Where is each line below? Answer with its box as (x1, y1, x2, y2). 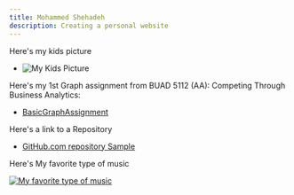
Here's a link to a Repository (9, 123, 113, 134)
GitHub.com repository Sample (21, 141, 136, 152)
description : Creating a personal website (9, 21, 169, 30)
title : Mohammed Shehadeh (9, 12, 105, 22)
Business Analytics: (9, 90, 82, 100)
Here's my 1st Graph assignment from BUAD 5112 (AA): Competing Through (9, 80, 286, 90)
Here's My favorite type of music (9, 158, 130, 168)
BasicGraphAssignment (21, 106, 108, 117)
